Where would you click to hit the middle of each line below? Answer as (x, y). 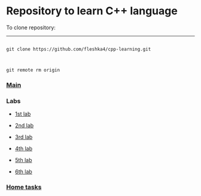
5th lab (23, 160)
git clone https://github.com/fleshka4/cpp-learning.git (79, 49)
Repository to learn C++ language (92, 11)
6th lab (24, 172)
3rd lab (24, 137)
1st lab (23, 114)
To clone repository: (31, 27)
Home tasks (24, 187)
